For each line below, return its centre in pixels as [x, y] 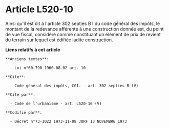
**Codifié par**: [24, 112]
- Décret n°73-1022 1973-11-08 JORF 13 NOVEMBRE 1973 [68, 121]
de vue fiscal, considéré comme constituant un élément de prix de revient [83, 34]
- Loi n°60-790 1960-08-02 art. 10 [48, 68]
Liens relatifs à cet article [33, 49]
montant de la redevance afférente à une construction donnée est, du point [84, 29]
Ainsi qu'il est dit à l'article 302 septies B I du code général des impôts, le [83, 23]
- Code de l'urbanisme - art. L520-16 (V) [56, 104]
